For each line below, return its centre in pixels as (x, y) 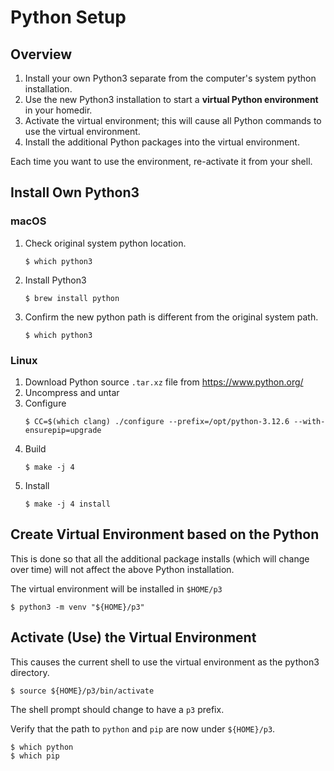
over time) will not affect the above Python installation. (122, 569)
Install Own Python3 (75, 192)
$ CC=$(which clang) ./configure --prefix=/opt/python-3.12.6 (157, 421)
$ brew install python (72, 298)
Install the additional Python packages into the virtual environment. (162, 142)
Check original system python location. (105, 243)
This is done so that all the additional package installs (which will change (160, 558)
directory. (30, 672)
